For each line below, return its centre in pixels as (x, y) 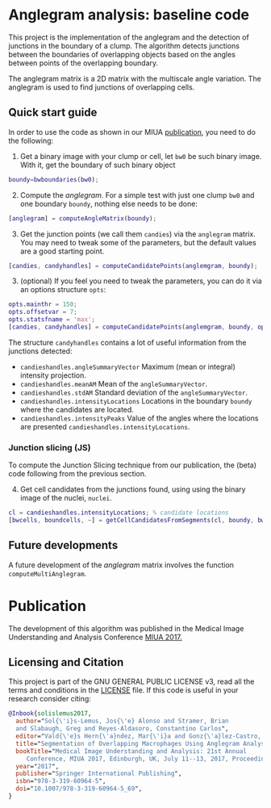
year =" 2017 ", (38, 766)
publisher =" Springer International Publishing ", (99, 774)
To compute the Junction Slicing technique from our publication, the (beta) (132, 465)
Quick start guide (53, 113)
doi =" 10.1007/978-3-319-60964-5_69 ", (79, 789)
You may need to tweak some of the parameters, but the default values (138, 242)
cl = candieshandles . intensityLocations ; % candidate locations (119, 513)
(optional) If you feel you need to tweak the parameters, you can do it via (141, 281)
